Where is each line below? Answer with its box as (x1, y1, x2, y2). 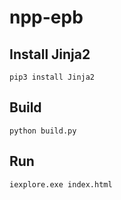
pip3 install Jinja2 (9, 72, 96, 82)
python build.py (9, 126, 77, 136)
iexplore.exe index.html (9, 179, 113, 190)
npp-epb (9, 6, 84, 29)
